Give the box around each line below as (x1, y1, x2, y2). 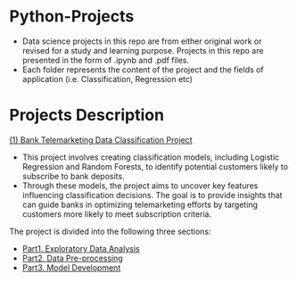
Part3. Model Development (21, 261, 121, 273)
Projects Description (9, 105, 165, 126)
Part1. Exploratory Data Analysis (21, 243, 140, 253)
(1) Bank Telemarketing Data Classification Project (9, 134, 194, 145)
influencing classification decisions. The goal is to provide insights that (21, 189, 283, 200)
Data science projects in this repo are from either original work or (21, 36, 262, 46)
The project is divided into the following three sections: (9, 226, 211, 236)
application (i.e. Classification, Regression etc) (21, 73, 194, 84)
